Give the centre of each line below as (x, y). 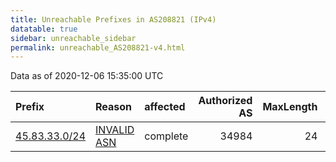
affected (165, 107)
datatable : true (44, 29)
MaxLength (290, 107)
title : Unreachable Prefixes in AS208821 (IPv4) (113, 19)
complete (166, 136)
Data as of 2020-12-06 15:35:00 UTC (87, 76)
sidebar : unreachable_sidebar (73, 38)
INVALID (115, 130)
